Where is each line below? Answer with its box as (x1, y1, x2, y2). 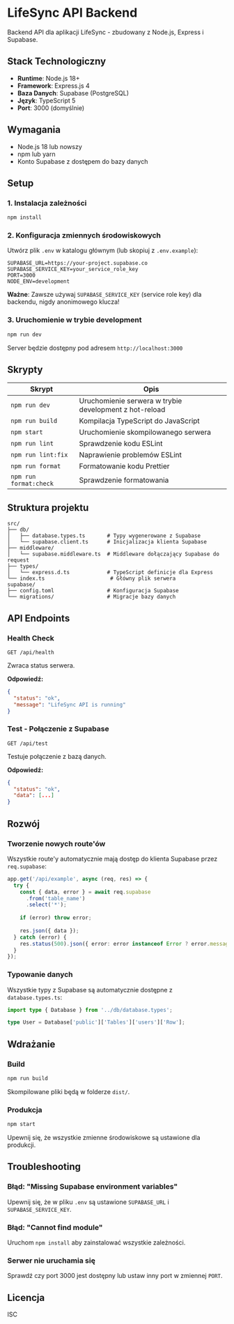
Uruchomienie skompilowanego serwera (79, 427, 211, 437)
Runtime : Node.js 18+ (17, 74, 80, 82)
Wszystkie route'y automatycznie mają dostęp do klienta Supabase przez (7, 854, 218, 863)
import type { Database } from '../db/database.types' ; (7, 1006, 173, 1013)
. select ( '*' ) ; (25, 901, 68, 909)
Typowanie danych (7, 970, 73, 980)
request (7, 557, 30, 564)
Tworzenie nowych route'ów (7, 838, 106, 848)
